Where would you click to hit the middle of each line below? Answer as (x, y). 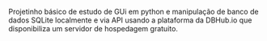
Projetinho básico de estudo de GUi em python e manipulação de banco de (133, 12)
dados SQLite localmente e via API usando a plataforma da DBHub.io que (130, 20)
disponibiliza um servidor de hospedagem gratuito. (93, 29)
